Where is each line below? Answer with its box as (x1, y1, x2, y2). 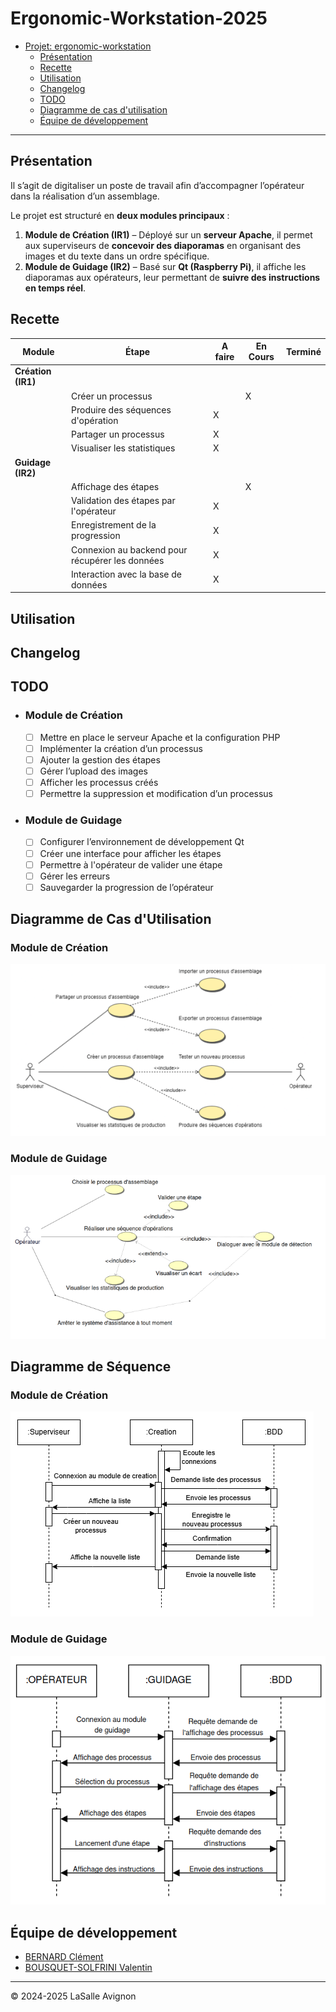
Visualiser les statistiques (71, 442, 176, 454)
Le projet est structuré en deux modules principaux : (10, 209, 230, 221)
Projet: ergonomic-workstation (24, 40, 152, 52)
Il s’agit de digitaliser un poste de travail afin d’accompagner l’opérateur (10, 179, 305, 191)
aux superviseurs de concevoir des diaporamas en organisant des (24, 239, 302, 251)
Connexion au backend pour (71, 543, 188, 556)
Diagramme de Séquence (10, 1358, 172, 1376)
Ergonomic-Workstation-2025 (10, 7, 268, 30)
